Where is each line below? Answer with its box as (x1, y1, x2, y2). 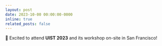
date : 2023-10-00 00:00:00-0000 (5, 12, 73, 17)
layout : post (5, 7, 33, 12)
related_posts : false (5, 21, 51, 26)
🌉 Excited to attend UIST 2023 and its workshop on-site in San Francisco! (5, 35, 157, 41)
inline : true (5, 16, 33, 21)
